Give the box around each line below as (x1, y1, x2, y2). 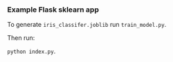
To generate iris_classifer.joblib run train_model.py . (7, 21, 167, 29)
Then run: (7, 34, 35, 42)
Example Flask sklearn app (7, 5, 99, 14)
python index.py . (7, 47, 56, 56)
